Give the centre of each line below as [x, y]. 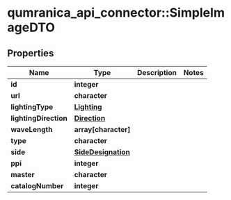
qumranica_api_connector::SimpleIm [116, 13]
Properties [31, 53]
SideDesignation [102, 152]
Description [157, 73]
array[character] [102, 130]
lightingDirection [39, 118]
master [23, 175]
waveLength [32, 130]
